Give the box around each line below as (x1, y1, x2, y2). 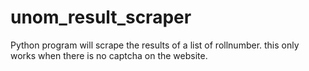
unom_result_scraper (10, 6, 192, 29)
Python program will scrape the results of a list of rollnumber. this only (10, 39, 300, 51)
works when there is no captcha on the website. (10, 49, 208, 61)
